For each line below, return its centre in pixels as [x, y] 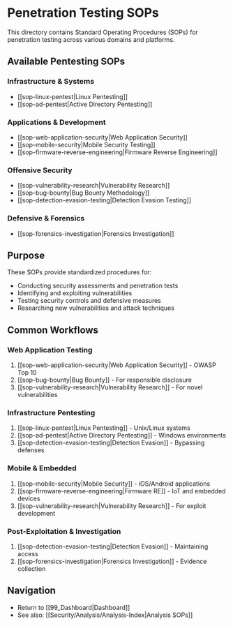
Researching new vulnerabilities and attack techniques [96, 308]
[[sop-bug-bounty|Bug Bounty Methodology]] [83, 193]
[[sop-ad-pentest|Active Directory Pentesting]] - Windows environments [122, 435]
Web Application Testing [50, 350]
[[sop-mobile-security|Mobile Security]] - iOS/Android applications [114, 484]
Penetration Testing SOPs [83, 13]
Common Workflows [53, 330]
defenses [31, 450]
